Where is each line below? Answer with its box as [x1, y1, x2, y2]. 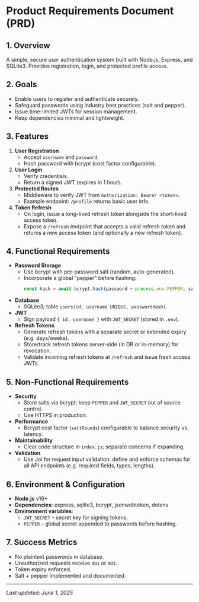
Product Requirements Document [6, 4, 174, 18]
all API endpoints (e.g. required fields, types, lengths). [23, 462, 155, 469]
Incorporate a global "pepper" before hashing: [23, 275, 137, 282]
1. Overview [6, 40, 50, 50]
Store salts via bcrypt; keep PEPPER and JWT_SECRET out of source [23, 399, 181, 406]
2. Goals [6, 79, 37, 90]
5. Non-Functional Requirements [6, 377, 129, 387]
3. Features [6, 132, 49, 142]
